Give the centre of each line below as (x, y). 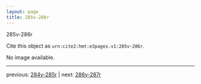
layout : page (22, 12)
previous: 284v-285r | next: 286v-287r (54, 74)
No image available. (31, 57)
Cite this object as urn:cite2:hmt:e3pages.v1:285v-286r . (75, 46)
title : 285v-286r (28, 17)
